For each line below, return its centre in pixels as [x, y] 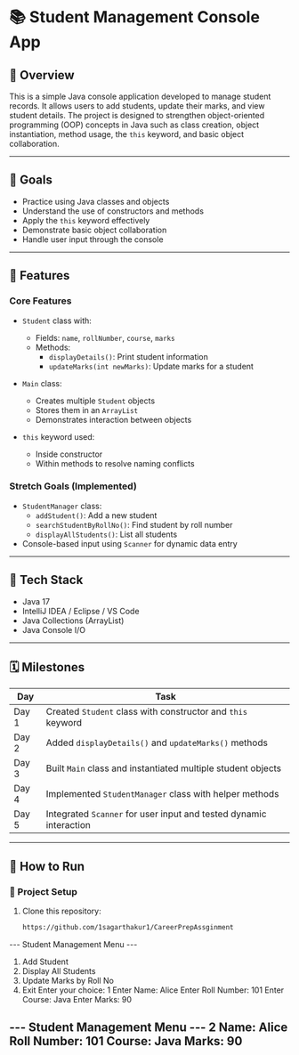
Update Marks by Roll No [68, 980]
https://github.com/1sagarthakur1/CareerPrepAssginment [128, 928]
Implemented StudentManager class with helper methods [162, 794]
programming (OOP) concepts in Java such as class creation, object [134, 125]
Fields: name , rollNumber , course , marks [105, 337]
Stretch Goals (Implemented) [73, 486]
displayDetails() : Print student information [129, 356]
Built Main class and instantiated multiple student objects [164, 768]
